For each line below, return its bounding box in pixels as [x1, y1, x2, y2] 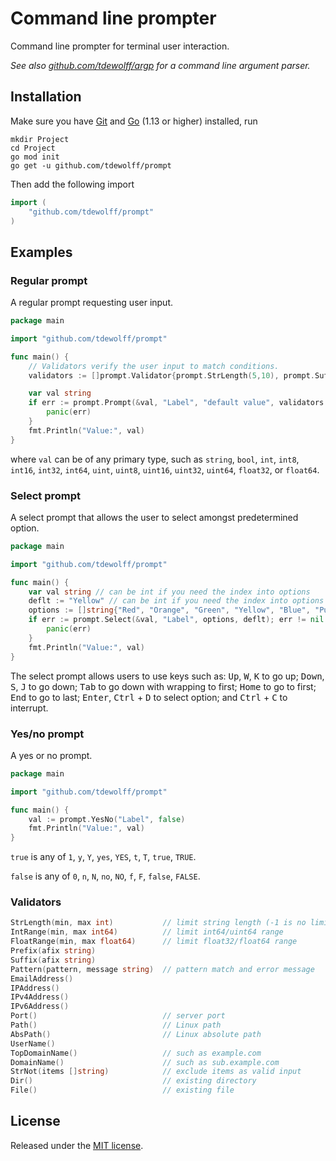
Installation [10, 88, 82, 106]
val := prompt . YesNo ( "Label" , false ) [28, 814, 186, 824]
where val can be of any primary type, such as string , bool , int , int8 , [10, 453, 300, 465]
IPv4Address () [10, 992, 70, 1002]
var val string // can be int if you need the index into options [28, 587, 311, 597]
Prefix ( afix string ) [10, 946, 97, 956]
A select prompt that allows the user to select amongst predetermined [10, 511, 299, 523]
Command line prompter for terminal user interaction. [10, 40, 230, 52]
